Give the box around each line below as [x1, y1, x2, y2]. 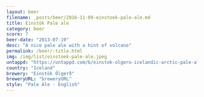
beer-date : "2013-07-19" [6, 37, 69, 43]
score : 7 [6, 31, 29, 37]
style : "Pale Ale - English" [6, 82, 80, 88]
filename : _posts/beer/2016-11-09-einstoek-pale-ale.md [6, 14, 151, 20]
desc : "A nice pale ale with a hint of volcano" [6, 43, 132, 49]
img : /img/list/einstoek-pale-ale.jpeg [6, 54, 107, 60]
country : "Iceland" [6, 64, 56, 71]
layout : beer [6, 8, 39, 15]
